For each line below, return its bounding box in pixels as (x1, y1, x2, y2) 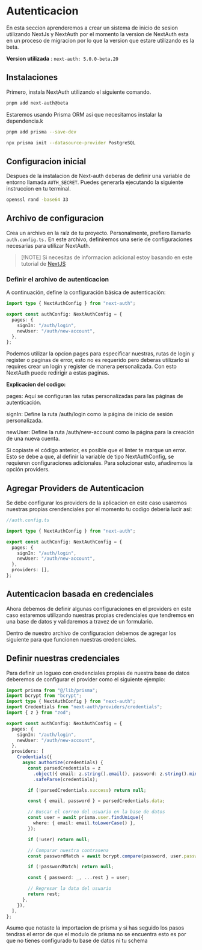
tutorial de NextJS (20, 260, 66, 267)
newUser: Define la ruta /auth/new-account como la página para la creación (6, 429, 195, 436)
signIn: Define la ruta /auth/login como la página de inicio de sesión (6, 411, 173, 418)
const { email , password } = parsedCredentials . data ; (28, 798, 165, 804)
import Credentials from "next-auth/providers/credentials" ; (6, 704, 163, 710)
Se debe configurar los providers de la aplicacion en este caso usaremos (6, 499, 188, 506)
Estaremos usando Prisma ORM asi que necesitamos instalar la (6, 111, 162, 118)
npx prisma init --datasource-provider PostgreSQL (6, 139, 136, 146)
